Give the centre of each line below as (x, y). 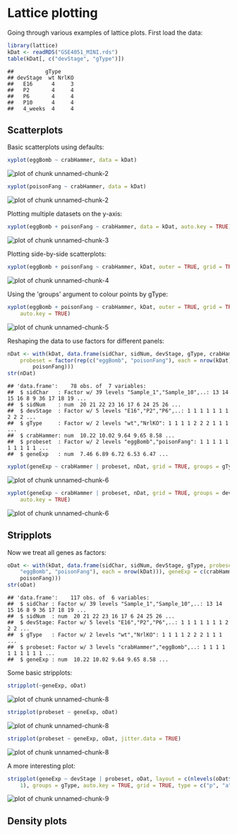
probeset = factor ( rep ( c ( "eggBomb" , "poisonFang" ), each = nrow (116, 360)
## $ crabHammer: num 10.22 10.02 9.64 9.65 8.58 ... (91, 436)
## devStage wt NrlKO (41, 78)
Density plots (37, 821)
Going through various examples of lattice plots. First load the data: (105, 33)
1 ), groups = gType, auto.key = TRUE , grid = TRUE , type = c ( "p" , (120, 785)
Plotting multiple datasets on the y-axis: (65, 214)
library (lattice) (33, 45)
